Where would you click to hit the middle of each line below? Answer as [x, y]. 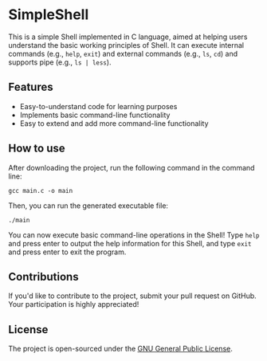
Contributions [43, 277]
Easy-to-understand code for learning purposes [98, 106]
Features [31, 87]
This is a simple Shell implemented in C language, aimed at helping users [128, 37]
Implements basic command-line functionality [95, 115]
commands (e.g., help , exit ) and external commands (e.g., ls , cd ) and [123, 53]
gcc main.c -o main [41, 190]
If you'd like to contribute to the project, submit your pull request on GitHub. [132, 296]
